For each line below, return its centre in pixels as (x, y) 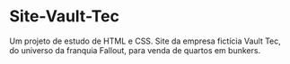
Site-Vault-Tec (64, 16)
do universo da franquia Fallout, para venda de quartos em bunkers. (135, 50)
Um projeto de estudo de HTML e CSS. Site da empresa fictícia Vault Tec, (145, 41)
